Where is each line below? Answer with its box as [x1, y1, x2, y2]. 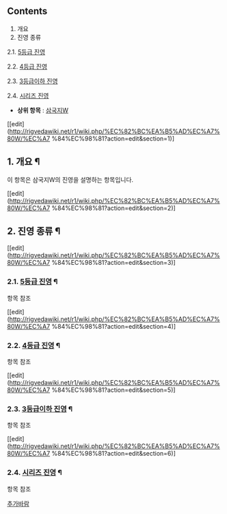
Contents [7, 5, 48, 17]
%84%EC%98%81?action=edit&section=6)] [51, 449, 176, 458]
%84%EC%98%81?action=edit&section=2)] [51, 204, 176, 212]
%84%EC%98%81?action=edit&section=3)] [51, 259, 176, 267]
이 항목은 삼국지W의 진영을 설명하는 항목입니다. [7, 175, 134, 184]
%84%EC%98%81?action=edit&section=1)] [51, 134, 175, 143]
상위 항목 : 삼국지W [16, 106, 68, 114]
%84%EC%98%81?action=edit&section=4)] [51, 322, 176, 330]
